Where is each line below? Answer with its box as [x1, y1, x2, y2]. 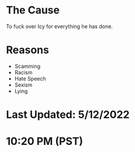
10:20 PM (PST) [6, 135, 84, 148]
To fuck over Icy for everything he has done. [6, 23, 113, 30]
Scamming [14, 63, 41, 70]
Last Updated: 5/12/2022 [6, 108, 130, 122]
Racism [14, 68, 33, 76]
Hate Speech [14, 75, 46, 82]
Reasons [6, 43, 50, 57]
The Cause [6, 4, 60, 17]
